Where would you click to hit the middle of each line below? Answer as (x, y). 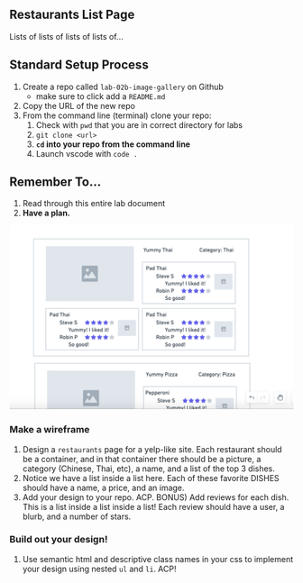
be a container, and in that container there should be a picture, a (142, 459)
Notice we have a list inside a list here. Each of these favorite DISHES (151, 478)
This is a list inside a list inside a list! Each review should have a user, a (153, 506)
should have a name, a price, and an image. (103, 487)
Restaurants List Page (72, 15)
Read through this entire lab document (94, 204)
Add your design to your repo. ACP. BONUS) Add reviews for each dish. (156, 497)
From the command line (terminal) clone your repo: (117, 115)
